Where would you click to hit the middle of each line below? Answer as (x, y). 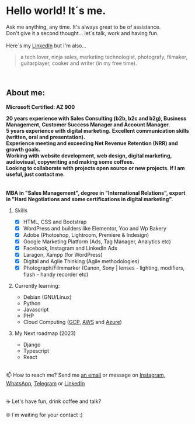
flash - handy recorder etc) (56, 275)
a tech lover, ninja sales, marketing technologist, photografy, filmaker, (104, 57)
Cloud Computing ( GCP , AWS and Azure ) (73, 322)
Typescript (36, 351)
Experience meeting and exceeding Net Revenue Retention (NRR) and (92, 143)
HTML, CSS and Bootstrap (55, 222)
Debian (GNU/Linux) (47, 297)
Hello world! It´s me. (56, 11)
